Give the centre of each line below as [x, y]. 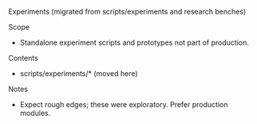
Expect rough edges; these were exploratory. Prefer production [124, 104]
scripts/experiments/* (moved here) [79, 74]
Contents [23, 58]
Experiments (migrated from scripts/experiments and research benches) [127, 12]
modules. [35, 113]
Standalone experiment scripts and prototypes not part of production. [134, 42]
